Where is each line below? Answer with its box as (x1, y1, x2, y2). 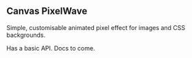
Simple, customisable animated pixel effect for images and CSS (6, 23, 186, 31)
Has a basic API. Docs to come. (6, 44, 95, 52)
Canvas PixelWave (6, 5, 88, 17)
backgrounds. (6, 31, 46, 39)
